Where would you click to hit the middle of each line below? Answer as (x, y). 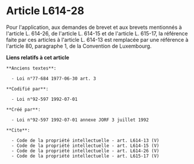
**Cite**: (18, 130)
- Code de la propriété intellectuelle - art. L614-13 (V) (86, 140)
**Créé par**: (24, 109)
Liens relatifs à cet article (38, 57)
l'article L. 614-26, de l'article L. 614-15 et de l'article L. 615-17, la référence (97, 33)
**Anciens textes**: (32, 68)
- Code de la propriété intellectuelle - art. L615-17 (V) (86, 156)
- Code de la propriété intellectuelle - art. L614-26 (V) (86, 151)
